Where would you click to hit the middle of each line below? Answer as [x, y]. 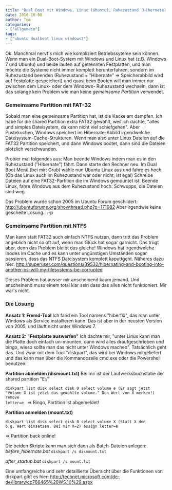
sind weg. [16, 192]
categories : [18, 24]
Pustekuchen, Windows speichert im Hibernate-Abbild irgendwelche [78, 133]
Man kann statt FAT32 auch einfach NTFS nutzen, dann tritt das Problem [82, 237]
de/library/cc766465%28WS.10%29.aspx [49, 482]
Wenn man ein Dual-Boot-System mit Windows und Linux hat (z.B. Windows [86, 59]
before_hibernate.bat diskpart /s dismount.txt [56, 451]
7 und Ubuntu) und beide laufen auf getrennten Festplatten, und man [78, 64]
